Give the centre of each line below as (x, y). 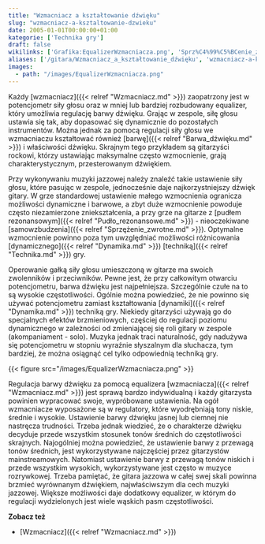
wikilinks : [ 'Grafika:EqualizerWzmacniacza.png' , (91, 52)
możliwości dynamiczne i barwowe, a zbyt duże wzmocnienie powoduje (125, 204)
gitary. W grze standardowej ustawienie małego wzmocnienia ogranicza (125, 196)
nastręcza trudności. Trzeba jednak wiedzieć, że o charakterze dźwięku (125, 426)
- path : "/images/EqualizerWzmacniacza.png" (90, 74)
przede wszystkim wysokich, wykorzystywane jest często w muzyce (120, 468)
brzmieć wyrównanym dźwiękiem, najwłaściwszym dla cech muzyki (119, 484)
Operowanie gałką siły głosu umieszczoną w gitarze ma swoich (111, 270)
